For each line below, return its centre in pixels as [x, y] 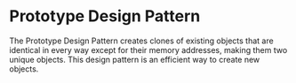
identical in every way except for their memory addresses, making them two [148, 49]
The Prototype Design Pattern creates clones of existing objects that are [141, 41]
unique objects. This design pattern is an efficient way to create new [135, 59]
